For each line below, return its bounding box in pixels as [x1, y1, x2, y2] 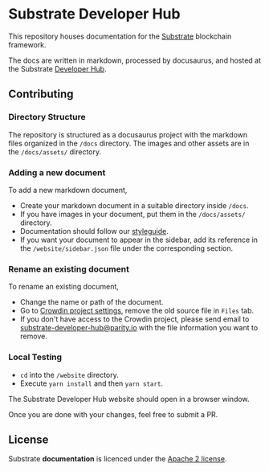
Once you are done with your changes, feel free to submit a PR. [8, 409, 218, 419]
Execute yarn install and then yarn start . [19, 379, 163, 388]
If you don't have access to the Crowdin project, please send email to [19, 314, 250, 324]
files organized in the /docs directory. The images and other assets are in [8, 138, 250, 148]
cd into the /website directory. [19, 370, 119, 379]
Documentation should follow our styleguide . [19, 226, 169, 235]
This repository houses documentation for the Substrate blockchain [8, 31, 232, 41]
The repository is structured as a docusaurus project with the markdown [8, 129, 248, 139]
